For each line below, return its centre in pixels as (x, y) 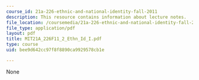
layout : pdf (21, 34)
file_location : (25, 22)
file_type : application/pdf (41, 28)
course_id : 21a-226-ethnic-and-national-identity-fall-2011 (82, 11)
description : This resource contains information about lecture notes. (96, 17)
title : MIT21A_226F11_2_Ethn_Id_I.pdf (54, 39)
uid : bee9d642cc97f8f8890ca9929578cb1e (55, 50)
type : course (22, 45)
